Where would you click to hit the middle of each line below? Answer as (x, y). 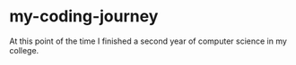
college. (24, 50)
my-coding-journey (84, 16)
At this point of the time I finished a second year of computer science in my (148, 41)
